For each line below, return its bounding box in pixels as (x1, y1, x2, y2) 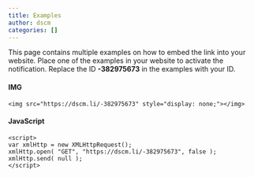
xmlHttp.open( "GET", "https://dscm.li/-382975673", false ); (8, 147, 217, 156)
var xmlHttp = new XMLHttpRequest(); (8, 141, 133, 149)
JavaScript (8, 116, 45, 126)
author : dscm (8, 19, 51, 27)
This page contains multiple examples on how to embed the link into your (8, 48, 246, 57)
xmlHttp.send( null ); (8, 154, 83, 162)
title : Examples (8, 11, 62, 20)
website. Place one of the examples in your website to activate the (8, 56, 224, 65)
